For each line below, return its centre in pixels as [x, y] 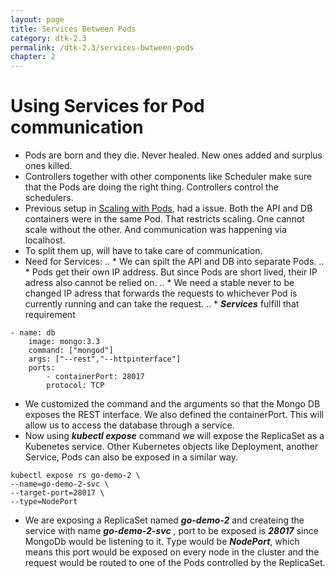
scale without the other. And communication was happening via [155, 230]
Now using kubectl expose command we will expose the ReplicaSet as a [174, 436]
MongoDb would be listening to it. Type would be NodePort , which [162, 542]
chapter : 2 [33, 57]
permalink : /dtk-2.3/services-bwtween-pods [102, 47]
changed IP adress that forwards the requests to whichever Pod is [161, 293]
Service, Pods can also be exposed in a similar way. [131, 457]
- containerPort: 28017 [95, 377]
